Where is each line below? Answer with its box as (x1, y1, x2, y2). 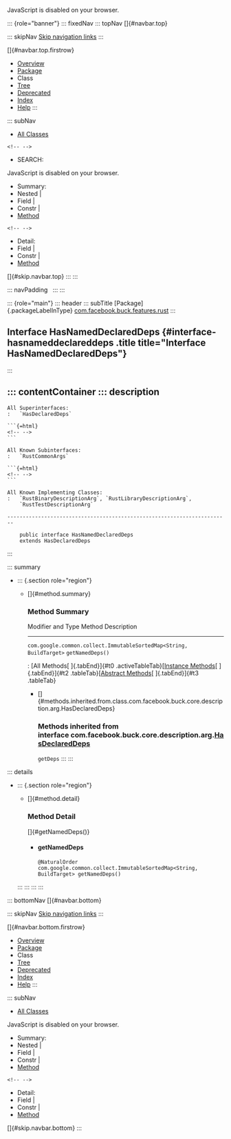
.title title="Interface (115, 337, 206, 349)
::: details (7, 768, 33, 776)
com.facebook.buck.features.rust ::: (74, 306, 176, 315)
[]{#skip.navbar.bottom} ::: (7, 1124, 82, 1132)
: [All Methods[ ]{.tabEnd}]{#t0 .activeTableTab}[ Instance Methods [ (27, 662, 218, 670)
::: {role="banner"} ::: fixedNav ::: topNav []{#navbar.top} (7, 19, 168, 27)
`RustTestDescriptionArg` (19, 501, 94, 508)
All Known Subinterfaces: (7, 446, 81, 454)
